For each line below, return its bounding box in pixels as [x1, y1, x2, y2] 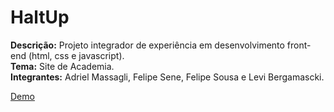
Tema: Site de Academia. [10, 60, 115, 72]
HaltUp [10, 6, 70, 29]
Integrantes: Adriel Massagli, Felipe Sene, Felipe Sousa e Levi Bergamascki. [10, 71, 325, 83]
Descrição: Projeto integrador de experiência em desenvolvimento [10, 39, 285, 51]
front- [286, 39, 312, 51]
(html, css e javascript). [28, 49, 125, 61]
